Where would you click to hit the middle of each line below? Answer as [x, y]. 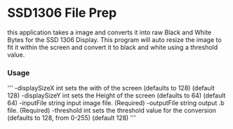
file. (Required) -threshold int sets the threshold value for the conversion [112, 111]
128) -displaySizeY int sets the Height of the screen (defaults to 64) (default [116, 95]
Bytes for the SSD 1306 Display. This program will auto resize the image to [115, 39]
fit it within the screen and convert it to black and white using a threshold [113, 47]
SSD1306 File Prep [62, 13]
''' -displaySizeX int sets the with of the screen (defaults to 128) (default [111, 88]
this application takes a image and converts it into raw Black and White [109, 32]
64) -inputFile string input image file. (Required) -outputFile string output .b [116, 103]
